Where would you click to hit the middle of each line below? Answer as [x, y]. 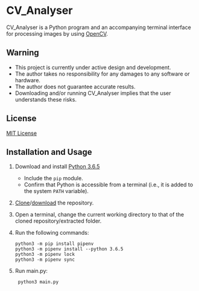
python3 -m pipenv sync [45, 260]
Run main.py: [31, 271]
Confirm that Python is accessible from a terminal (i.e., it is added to [109, 185]
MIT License [22, 133]
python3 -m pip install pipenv [54, 244]
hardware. [28, 80]
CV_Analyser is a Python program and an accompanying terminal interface [99, 27]
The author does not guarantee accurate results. [75, 87]
